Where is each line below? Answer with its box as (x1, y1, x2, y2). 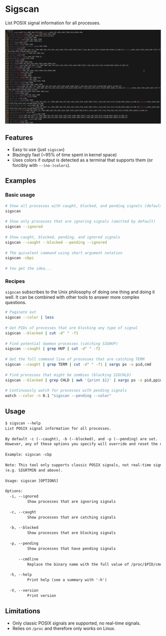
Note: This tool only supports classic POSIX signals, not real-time (5, 462, 152, 468)
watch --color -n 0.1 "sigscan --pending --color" (5, 393, 112, 398)
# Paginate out (5, 310, 37, 315)
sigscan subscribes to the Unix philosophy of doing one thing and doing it (5, 289, 155, 295)
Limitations (5, 607, 41, 615)
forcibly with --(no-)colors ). (12, 162, 71, 168)
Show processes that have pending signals (27, 546, 116, 551)
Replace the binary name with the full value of (27, 562, 129, 567)
